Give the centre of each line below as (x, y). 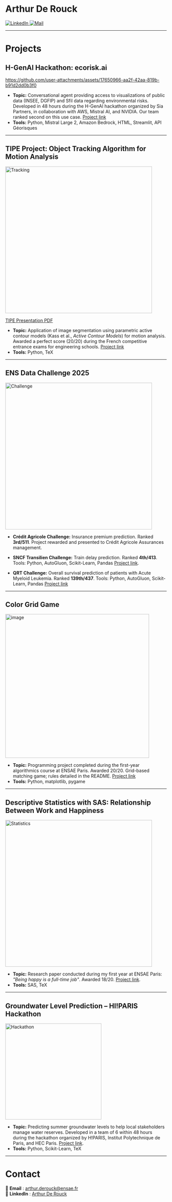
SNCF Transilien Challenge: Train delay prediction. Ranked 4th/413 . (85, 557)
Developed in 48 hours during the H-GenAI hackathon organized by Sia (88, 106)
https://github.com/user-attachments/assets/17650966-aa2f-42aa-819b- (82, 79)
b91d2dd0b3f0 (21, 85)
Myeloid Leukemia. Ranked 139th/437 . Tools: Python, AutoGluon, (82, 578)
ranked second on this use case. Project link (59, 117)
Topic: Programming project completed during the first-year (76, 765)
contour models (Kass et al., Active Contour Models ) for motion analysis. (89, 336)
